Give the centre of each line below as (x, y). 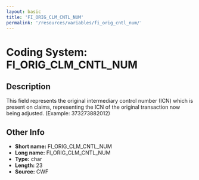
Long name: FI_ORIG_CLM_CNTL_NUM (63, 153)
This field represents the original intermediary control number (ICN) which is (100, 101)
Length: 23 (29, 165)
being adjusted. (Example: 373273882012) (58, 113)
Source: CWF (32, 172)
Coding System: (47, 52)
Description (28, 86)
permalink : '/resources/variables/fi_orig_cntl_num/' (74, 23)
